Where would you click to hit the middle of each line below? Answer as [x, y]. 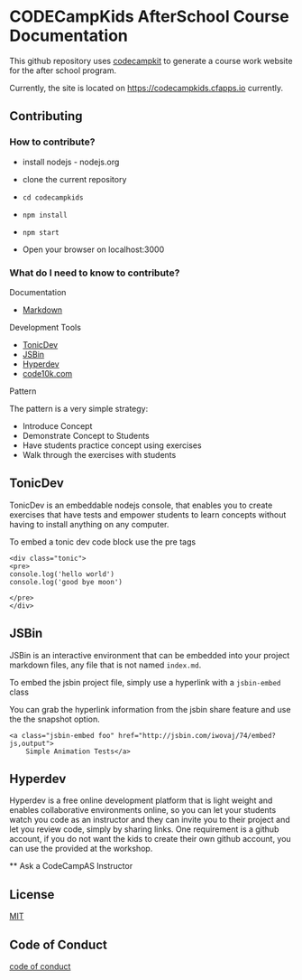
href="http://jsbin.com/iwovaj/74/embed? [197, 735]
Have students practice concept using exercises [112, 445]
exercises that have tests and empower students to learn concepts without [148, 514]
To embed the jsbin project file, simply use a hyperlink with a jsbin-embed [145, 682]
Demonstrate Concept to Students [86, 435]
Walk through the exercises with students [99, 454]
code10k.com [47, 373]
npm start [41, 232]
